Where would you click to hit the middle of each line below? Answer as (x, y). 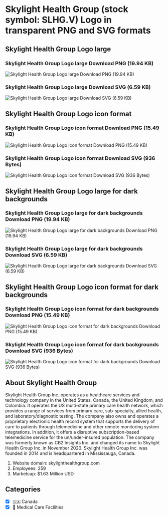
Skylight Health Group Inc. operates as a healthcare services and (72, 395)
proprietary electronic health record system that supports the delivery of (80, 421)
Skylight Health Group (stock (67, 9)
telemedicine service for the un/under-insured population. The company (80, 437)
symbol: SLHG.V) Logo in (58, 20)
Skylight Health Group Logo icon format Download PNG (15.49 (82, 128)
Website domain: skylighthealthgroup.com (56, 463)
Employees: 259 (29, 468)
